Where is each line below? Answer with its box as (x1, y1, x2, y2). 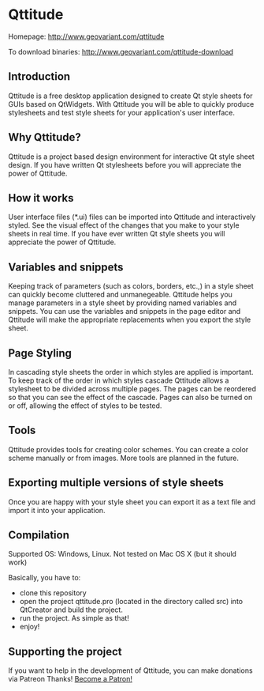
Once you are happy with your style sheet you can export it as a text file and (8, 497, 256, 507)
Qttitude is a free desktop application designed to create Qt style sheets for (8, 91, 253, 100)
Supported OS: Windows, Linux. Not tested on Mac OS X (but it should (8, 549, 236, 559)
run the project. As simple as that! (19, 614, 130, 623)
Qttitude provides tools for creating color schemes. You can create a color (8, 444, 249, 454)
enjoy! (19, 622, 40, 632)
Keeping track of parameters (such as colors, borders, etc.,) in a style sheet (8, 281, 254, 291)
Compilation (8, 528, 69, 542)
